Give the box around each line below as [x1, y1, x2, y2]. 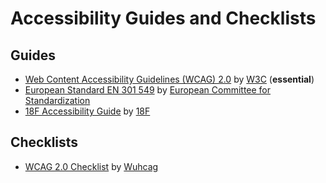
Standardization [24, 95, 91, 106]
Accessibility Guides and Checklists [10, 7, 317, 30]
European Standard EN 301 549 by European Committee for [24, 84, 272, 96]
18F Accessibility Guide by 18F [24, 105, 151, 117]
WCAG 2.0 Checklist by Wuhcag [24, 160, 159, 172]
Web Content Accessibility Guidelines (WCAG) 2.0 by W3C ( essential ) [24, 73, 315, 85]
